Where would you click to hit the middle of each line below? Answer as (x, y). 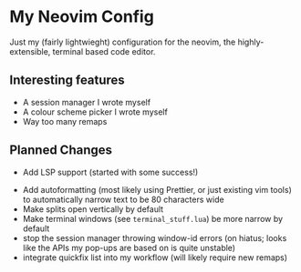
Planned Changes (61, 151)
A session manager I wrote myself (87, 102)
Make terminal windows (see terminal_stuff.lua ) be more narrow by (153, 218)
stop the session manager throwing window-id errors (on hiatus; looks (155, 237)
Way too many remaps (65, 121)
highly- (251, 42)
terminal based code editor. (104, 51)
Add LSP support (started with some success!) (110, 172)
